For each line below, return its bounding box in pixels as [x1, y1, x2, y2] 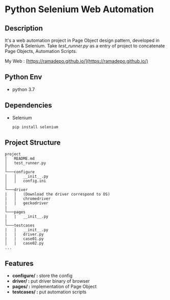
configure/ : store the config [12, 272, 72, 279]
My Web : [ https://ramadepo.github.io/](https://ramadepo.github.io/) [5, 58, 149, 64]
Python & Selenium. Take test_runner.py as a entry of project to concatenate [5, 43, 165, 49]
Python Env [5, 73, 42, 81]
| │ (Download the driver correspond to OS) [5, 192, 110, 197]
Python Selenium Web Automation [5, 4, 154, 15]
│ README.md [5, 156, 35, 161]
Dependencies [5, 101, 52, 110]
